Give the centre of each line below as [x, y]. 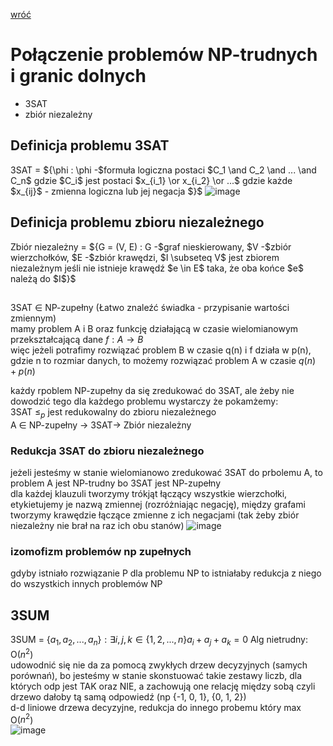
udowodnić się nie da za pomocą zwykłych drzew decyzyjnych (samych [159, 665]
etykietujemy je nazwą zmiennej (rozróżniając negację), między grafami [158, 505]
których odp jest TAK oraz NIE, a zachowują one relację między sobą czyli [163, 686]
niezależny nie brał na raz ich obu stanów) [97, 526]
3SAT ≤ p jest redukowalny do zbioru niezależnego [113, 412]
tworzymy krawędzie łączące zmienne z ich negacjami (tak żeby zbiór [155, 515]
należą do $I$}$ [43, 278]
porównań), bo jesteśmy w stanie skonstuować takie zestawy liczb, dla [156, 675]
